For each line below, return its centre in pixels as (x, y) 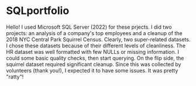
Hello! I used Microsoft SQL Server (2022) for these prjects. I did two (89, 27)
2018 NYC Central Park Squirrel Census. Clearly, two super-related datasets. (98, 39)
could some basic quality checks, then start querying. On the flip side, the (95, 58)
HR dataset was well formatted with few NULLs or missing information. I (93, 51)
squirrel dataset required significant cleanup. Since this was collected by (94, 64)
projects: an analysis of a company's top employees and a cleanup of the (94, 33)
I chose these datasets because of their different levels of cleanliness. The (96, 46)
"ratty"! (15, 77)
